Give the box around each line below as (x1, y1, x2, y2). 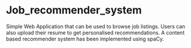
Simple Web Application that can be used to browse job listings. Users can (6, 23, 186, 30)
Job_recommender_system (6, 4, 142, 17)
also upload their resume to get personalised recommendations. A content (6, 29, 185, 36)
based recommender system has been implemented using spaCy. (6, 35, 165, 42)
